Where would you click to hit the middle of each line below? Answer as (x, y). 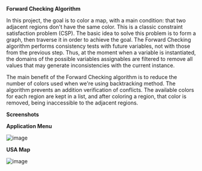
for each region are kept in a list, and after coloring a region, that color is (96, 96)
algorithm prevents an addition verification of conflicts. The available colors (100, 90)
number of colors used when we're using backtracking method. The (91, 83)
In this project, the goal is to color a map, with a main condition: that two (96, 20)
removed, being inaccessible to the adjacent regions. (72, 103)
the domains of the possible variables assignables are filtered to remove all (99, 59)
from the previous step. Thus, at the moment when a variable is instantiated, (101, 53)
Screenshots (23, 115)
